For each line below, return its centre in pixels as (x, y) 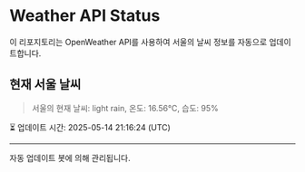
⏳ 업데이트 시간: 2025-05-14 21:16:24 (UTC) (90, 127)
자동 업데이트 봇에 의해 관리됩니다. (70, 158)
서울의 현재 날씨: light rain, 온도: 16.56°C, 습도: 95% (125, 108)
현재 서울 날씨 (45, 85)
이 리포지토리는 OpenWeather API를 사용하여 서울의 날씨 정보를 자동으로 (138, 42)
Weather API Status (85, 16)
